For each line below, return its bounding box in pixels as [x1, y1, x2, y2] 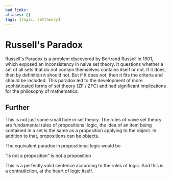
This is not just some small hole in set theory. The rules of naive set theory [5, 117, 162, 123]
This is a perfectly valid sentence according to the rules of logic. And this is [5, 163, 164, 169]
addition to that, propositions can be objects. [5, 133, 100, 139]
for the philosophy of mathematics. [5, 88, 79, 94]
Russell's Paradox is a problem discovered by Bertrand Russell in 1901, [5, 56, 154, 62]
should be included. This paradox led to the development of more [5, 78, 143, 84]
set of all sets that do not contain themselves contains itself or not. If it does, [5, 67, 166, 73]
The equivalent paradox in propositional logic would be [5, 143, 121, 149]
